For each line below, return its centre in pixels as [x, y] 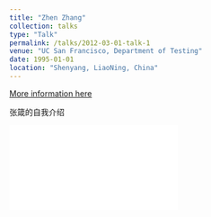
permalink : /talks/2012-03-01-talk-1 [80, 43]
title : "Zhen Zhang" [48, 18]
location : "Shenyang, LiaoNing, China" [84, 68]
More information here [51, 93]
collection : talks [44, 26]
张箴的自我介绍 [37, 112]
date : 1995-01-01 [42, 59]
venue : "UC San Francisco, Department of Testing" [106, 51]
